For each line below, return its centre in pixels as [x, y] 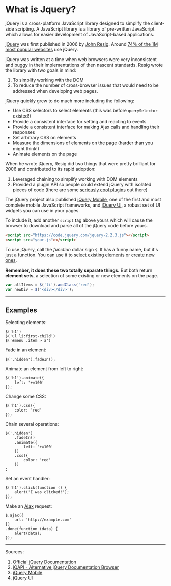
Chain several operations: [32, 424]
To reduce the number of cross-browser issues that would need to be [85, 85]
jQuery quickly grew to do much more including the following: [70, 101]
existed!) [22, 116]
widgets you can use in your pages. [42, 210]
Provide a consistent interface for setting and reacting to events [79, 121]
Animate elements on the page [45, 154]
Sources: [15, 552]
